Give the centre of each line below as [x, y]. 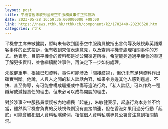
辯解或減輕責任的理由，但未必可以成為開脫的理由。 [58, 92]
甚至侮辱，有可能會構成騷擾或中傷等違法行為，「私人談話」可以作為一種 [87, 85]
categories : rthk [23, 29]
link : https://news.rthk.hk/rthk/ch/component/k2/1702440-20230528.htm [81, 24]
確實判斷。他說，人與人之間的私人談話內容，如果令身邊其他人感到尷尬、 [79, 79]
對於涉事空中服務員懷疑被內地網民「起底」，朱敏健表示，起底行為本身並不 [81, 102]
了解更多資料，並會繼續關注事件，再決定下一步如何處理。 [64, 62]
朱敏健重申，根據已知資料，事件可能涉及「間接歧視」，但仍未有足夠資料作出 [83, 73]
